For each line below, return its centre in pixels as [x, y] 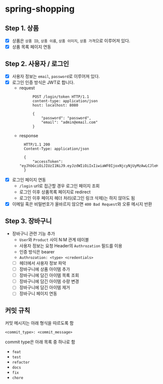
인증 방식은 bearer [37, 252]
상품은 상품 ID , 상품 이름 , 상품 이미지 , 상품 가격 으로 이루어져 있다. [71, 41]
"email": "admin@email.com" [69, 123]
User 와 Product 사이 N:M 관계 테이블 [54, 240]
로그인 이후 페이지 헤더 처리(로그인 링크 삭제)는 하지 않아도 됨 [77, 198]
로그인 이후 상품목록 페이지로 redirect [55, 192]
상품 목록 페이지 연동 [32, 47]
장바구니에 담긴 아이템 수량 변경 [49, 281]
